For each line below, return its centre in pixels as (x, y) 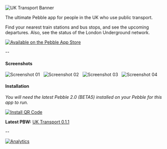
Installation (17, 86)
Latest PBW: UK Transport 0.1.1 (37, 122)
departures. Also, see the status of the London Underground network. (77, 32)
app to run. (17, 102)
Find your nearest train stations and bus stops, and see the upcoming (77, 27)
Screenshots (19, 63)
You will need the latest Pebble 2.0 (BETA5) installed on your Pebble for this (83, 97)
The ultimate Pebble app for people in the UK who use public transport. (79, 17)
